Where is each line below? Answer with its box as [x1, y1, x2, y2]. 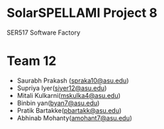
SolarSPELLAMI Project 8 [6, 5, 158, 21]
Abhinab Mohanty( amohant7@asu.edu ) [16, 113, 133, 122]
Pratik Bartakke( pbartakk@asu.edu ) [16, 106, 122, 114]
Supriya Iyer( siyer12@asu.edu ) [16, 83, 107, 92]
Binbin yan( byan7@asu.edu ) [16, 99, 100, 107]
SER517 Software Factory [6, 28, 81, 37]
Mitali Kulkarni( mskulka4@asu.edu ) [16, 91, 121, 99]
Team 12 [6, 53, 57, 69]
